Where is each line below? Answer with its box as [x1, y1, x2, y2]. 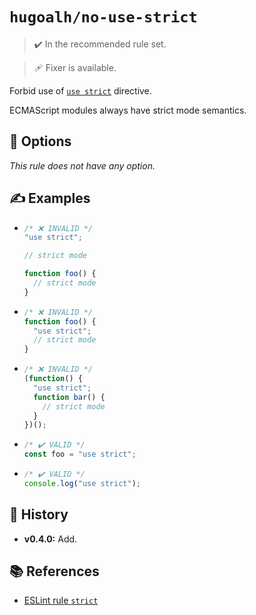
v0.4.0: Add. [23, 533, 78, 545]
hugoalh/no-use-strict [9, 8, 198, 27]
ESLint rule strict [23, 594, 99, 607]
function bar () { [33, 392, 106, 402]
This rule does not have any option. [9, 159, 156, 172]
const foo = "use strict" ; [23, 449, 137, 460]
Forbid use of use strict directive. [9, 84, 152, 97]
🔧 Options [9, 133, 72, 150]
